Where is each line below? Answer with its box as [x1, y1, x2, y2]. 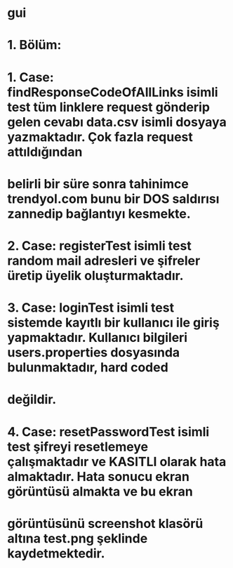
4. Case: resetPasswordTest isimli [7, 423, 210, 440]
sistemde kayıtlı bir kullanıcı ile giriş [7, 315, 220, 331]
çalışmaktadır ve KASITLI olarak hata [7, 454, 227, 470]
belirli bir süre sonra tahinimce [7, 176, 189, 192]
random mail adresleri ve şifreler [7, 253, 201, 268]
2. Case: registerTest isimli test [7, 237, 192, 253]
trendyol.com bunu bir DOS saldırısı [7, 191, 220, 206]
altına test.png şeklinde [7, 530, 148, 546]
